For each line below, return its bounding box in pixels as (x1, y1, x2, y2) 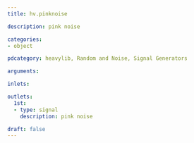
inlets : (7, 80, 30, 88)
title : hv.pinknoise (7, 10, 68, 18)
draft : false (7, 125, 46, 132)
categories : (7, 36, 42, 43)
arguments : (7, 68, 40, 75)
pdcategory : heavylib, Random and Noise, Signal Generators (7, 55, 188, 62)
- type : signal (13, 106, 59, 113)
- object (7, 42, 33, 49)
